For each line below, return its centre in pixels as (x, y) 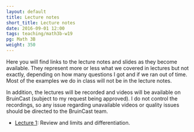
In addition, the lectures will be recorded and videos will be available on (93, 92)
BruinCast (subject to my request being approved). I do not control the (92, 98)
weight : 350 (21, 45)
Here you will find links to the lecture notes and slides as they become (92, 62)
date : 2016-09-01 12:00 (36, 28)
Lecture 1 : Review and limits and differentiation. (72, 122)
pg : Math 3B (21, 39)
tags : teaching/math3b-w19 (39, 34)
